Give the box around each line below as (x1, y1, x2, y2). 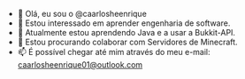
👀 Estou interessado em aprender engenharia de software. (17, 18, 231, 28)
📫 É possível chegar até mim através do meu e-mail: (17, 47, 211, 57)
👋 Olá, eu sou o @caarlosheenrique (17, 9, 148, 19)
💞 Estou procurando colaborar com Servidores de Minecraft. (17, 36, 238, 47)
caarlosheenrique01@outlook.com (17, 59, 143, 70)
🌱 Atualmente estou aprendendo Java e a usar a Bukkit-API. (17, 28, 236, 37)
